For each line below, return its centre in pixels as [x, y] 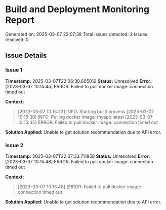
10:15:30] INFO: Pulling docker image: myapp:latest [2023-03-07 [85, 117]
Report [20, 20]
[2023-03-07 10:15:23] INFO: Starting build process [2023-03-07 [86, 111]
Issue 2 [14, 145]
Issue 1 [14, 70]
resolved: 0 [17, 40]
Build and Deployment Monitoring [77, 9]
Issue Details [26, 56]
